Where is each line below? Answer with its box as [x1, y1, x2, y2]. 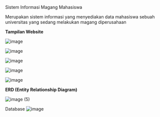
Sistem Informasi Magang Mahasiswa [5, 4, 82, 10]
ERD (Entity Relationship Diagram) [5, 87, 77, 93]
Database [5, 106, 25, 112]
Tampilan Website [5, 29, 43, 34]
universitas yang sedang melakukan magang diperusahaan [5, 19, 126, 25]
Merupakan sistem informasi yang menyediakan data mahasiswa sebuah [5, 14, 155, 19]
